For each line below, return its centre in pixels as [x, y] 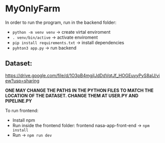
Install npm [24, 120]
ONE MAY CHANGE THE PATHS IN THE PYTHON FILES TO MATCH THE [79, 90]
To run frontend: [22, 110]
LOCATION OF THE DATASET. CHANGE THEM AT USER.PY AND [72, 95]
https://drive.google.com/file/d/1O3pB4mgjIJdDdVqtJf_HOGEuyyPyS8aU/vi [83, 75]
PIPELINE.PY [19, 101]
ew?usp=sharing [22, 80]
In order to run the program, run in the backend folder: [61, 22]
